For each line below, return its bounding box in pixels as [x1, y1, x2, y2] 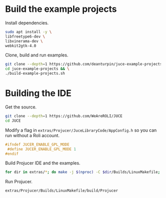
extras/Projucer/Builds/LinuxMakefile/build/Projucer [5, 188, 119, 194]
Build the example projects [5, 3, 117, 15]
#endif [5, 151, 19, 156]
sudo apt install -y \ [5, 29, 52, 34]
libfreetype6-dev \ [5, 34, 45, 39]
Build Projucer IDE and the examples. [5, 160, 81, 166]
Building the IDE [5, 88, 72, 99]
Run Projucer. [5, 179, 33, 185]
